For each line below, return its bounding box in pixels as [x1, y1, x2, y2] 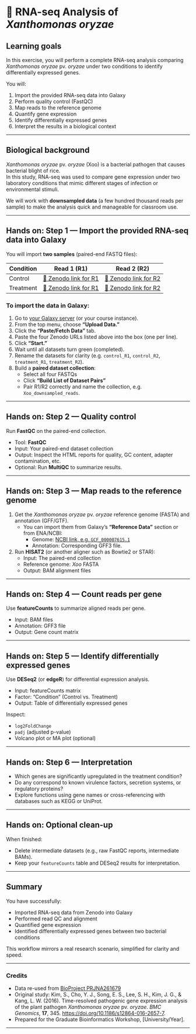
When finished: [6, 835, 43, 842]
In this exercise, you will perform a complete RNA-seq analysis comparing [6, 57, 184, 63]
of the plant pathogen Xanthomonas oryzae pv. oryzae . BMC [14, 1003, 162, 1010]
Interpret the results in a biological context [14, 123, 117, 129]
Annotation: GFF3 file [14, 622, 66, 629]
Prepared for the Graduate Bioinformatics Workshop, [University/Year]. [14, 1016, 185, 1023]
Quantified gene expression [14, 921, 82, 928]
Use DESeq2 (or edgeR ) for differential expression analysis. [6, 676, 150, 683]
